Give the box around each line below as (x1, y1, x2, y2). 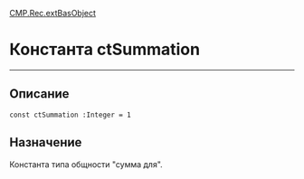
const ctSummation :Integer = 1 (9, 110, 131, 119)
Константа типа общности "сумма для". (9, 158, 163, 170)
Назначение (9, 135, 82, 150)
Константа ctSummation (9, 40, 201, 60)
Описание (9, 86, 70, 102)
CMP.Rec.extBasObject (9, 8, 97, 18)
